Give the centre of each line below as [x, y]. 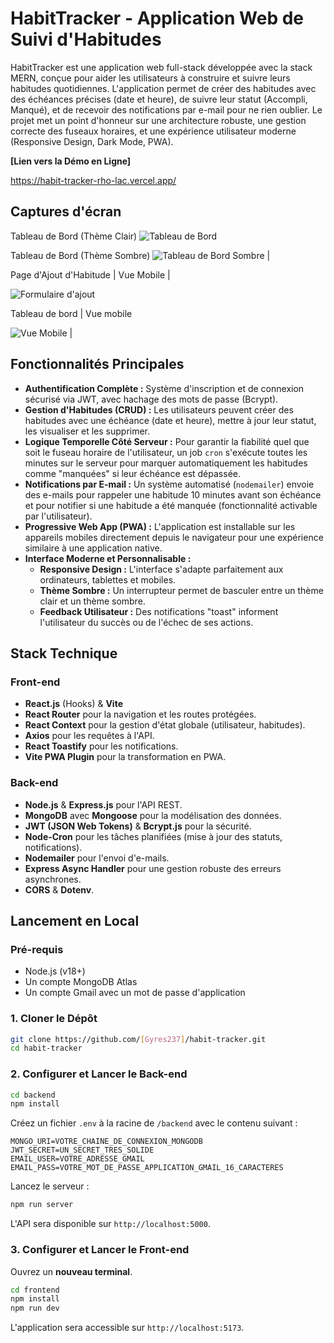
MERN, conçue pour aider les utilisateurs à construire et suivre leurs [150, 78]
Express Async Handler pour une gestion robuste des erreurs [153, 868]
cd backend [33, 1095]
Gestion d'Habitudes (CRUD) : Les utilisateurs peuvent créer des [159, 409]
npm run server [42, 1205]
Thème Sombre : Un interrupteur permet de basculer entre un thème [181, 590]
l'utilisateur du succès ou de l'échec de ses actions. [146, 622]
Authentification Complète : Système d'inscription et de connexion [164, 388]
